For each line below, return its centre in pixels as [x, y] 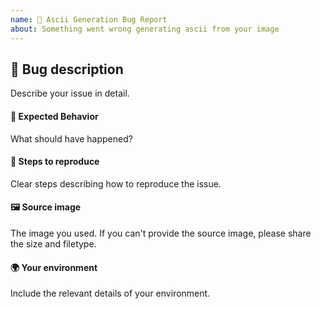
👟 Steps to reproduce [55, 162]
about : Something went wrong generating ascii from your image [145, 29]
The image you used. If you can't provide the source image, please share [161, 233]
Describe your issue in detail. [70, 93]
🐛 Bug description [67, 69]
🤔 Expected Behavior [54, 116]
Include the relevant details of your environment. [110, 293]
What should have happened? [71, 138]
